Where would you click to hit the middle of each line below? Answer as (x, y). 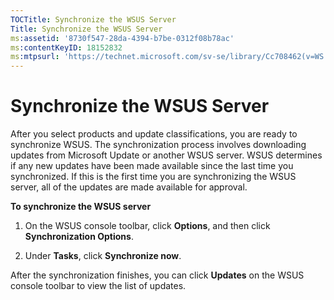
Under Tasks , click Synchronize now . (103, 256)
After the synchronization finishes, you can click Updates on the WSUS (157, 275)
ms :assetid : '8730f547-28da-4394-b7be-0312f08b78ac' (122, 38)
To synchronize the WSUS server (81, 207)
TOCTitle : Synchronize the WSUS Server (93, 19)
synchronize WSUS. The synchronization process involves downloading (158, 145)
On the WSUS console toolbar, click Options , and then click (147, 226)
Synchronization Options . (79, 237)
